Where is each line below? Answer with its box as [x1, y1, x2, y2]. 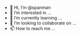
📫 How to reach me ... [9, 26, 55, 31]
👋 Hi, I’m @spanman [9, 5, 51, 10]
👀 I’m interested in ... [9, 10, 52, 16]
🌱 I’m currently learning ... [9, 15, 62, 20]
